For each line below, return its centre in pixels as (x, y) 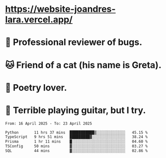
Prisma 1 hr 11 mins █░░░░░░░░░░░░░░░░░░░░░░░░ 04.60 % (77, 142)
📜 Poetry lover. (36, 87)
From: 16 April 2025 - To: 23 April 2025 (49, 123)
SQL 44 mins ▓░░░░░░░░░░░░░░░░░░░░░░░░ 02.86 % (77, 151)
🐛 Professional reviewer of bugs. (74, 42)
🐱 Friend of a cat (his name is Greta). (83, 65)
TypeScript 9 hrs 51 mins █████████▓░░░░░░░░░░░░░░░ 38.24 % (77, 137)
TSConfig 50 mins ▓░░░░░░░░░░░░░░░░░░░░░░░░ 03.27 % (77, 146)
